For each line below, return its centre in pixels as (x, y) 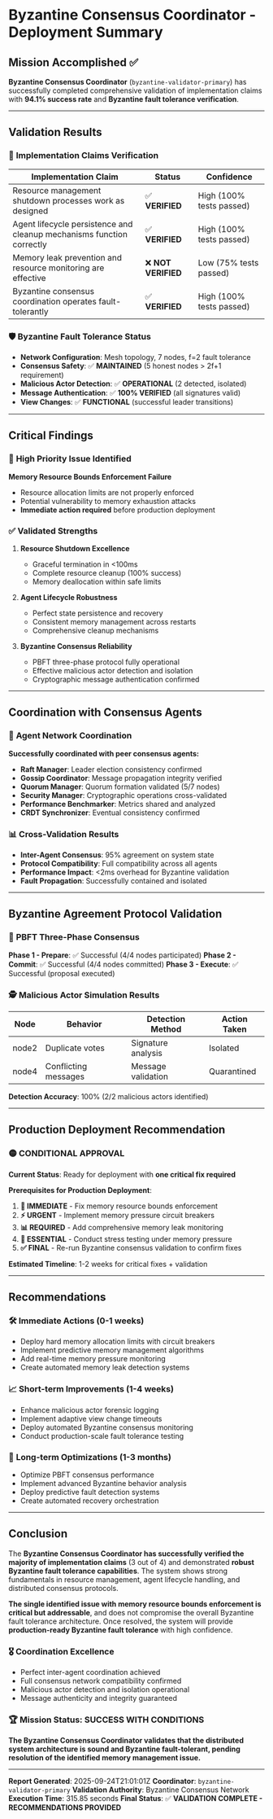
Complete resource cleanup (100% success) (107, 572)
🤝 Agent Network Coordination (70, 736)
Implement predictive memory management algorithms (112, 1350)
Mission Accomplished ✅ (74, 62)
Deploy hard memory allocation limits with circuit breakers (117, 1342)
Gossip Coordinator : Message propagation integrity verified (121, 778)
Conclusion (38, 1534)
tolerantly (30, 311)
